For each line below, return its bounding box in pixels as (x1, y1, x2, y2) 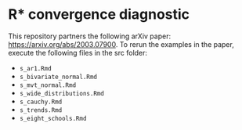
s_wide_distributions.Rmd (19, 89, 104, 97)
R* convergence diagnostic (8, 5, 190, 23)
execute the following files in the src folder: (8, 48, 147, 57)
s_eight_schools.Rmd (19, 114, 87, 122)
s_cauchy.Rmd (19, 98, 63, 106)
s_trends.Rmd (19, 106, 63, 114)
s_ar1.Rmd (19, 64, 52, 72)
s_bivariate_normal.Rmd (19, 73, 98, 81)
